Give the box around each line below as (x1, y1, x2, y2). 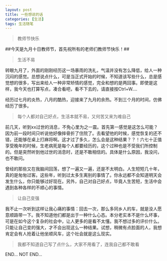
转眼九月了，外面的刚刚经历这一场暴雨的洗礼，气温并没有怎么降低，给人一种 (5, 67, 162, 73)
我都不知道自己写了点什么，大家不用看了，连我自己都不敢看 (17, 242, 140, 248)
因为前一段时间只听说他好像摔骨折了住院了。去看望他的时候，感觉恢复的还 (5, 130, 158, 136)
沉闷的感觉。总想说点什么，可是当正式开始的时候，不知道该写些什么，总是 (5, 73, 158, 80)
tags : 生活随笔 (5, 21, 34, 26)
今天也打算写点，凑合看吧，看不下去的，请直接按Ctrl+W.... (18, 86, 138, 92)
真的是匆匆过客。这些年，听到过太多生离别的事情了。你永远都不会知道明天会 (5, 172, 162, 178)
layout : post (5, 7, 32, 12)
